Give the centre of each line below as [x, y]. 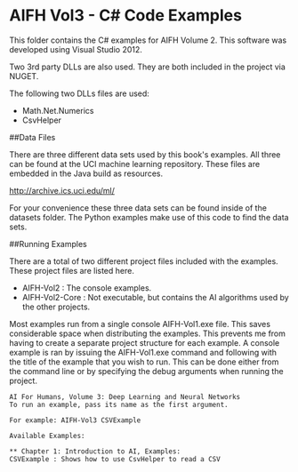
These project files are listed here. [72, 270]
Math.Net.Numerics [58, 110]
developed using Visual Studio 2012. [76, 49]
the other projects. [56, 307]
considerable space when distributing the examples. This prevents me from [148, 333]
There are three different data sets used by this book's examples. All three [145, 154]
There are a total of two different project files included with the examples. [144, 261]
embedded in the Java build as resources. [86, 173]
